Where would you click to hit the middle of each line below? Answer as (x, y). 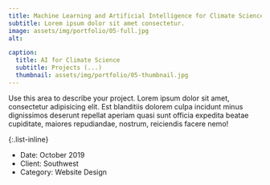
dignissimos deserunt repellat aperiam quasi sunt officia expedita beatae (129, 115)
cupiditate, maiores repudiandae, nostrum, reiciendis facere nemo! (119, 123)
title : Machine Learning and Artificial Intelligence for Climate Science (136, 16)
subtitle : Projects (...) (59, 68)
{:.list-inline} (29, 139)
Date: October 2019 (52, 154)
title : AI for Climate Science (68, 60)
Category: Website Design (63, 172)
